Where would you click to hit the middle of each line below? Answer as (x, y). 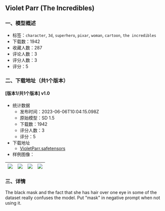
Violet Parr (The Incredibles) (50, 8)
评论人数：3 (25, 54)
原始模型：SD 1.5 (37, 118)
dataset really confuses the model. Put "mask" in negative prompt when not (83, 198)
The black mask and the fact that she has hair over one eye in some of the (81, 193)
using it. (13, 203)
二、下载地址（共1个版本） (37, 80)
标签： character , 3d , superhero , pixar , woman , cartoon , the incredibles (84, 35)
